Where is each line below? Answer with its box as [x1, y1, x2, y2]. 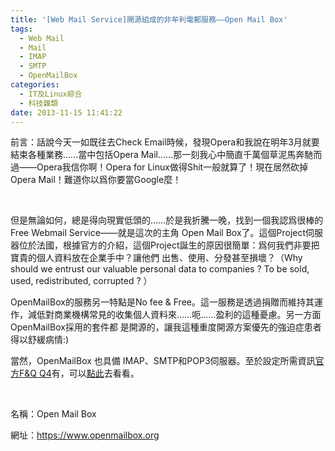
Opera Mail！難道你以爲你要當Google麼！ [10, 174, 182, 186]
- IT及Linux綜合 [19, 89, 83, 99]
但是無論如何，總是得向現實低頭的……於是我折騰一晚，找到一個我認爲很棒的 [10, 214, 324, 226]
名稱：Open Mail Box [10, 408, 97, 420]
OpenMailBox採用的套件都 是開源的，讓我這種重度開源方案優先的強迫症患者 [10, 321, 322, 333]
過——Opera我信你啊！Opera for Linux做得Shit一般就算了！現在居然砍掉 [10, 161, 309, 173]
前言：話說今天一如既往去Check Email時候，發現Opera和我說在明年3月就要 [10, 136, 320, 148]
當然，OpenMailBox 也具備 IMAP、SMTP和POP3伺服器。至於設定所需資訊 [10, 355, 316, 367]
